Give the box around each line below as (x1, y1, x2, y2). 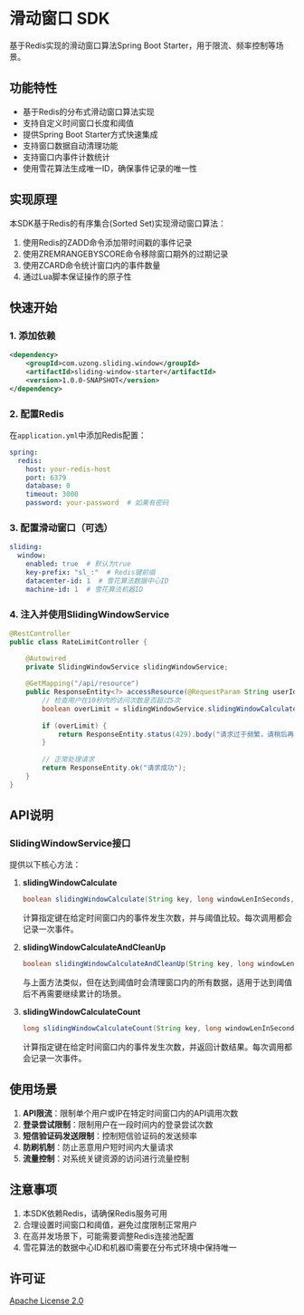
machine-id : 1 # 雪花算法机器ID (25, 585, 144, 594)
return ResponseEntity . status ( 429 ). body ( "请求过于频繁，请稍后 (57, 730, 288, 739)
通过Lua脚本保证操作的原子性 (22, 271, 132, 282)
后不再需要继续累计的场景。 (22, 989, 127, 1000)
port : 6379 (25, 473, 67, 482)
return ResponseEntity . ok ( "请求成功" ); (42, 763, 187, 773)
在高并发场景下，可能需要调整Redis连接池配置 (22, 1230, 195, 1242)
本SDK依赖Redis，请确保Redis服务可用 (22, 1207, 167, 1219)
